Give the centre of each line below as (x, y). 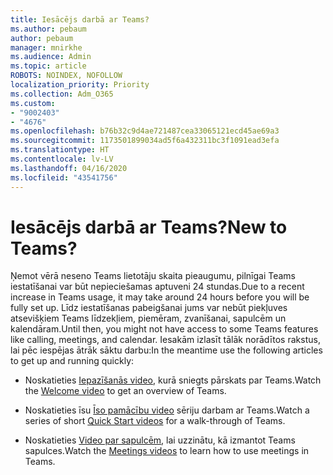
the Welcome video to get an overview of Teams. (125, 391)
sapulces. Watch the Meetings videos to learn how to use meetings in (167, 451)
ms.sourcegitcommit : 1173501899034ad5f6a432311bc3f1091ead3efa (145, 141)
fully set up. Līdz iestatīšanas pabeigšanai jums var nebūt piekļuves (149, 308)
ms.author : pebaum (48, 29)
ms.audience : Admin (51, 57)
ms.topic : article (48, 66)
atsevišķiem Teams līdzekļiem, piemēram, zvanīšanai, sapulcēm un (148, 318)
